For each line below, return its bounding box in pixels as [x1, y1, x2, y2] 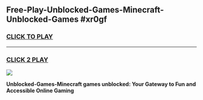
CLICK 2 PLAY [6, 55, 48, 64]
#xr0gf [80, 15, 108, 25]
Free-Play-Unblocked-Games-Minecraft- [6, 5, 164, 15]
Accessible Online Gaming [6, 87, 74, 94]
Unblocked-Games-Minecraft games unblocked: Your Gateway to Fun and [6, 80, 196, 87]
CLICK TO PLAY [6, 33, 53, 41]
